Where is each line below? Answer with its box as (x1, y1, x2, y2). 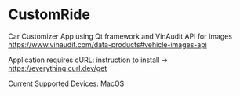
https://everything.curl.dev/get (8, 63, 107, 72)
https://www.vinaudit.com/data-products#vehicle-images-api (8, 39, 208, 49)
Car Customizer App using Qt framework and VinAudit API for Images (8, 31, 233, 41)
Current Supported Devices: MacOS (8, 79, 125, 88)
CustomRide (8, 6, 90, 24)
